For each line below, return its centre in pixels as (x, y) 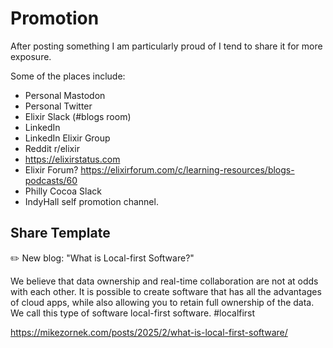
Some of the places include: (68, 76)
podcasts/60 (51, 180)
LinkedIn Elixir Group (67, 138)
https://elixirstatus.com (72, 159)
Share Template (60, 233)
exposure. (31, 56)
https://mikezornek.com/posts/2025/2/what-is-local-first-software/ (149, 332)
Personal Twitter (58, 106)
